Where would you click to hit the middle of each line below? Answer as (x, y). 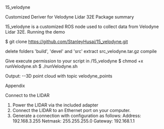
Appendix (15, 85)
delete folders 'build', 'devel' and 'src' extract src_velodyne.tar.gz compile (81, 51)
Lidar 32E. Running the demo (35, 32)
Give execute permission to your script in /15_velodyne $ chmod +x (74, 61)
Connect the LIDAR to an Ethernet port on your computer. (71, 110)
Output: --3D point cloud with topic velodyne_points (59, 76)
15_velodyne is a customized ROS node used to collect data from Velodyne (82, 26)
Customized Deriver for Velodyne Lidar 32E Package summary (69, 17)
